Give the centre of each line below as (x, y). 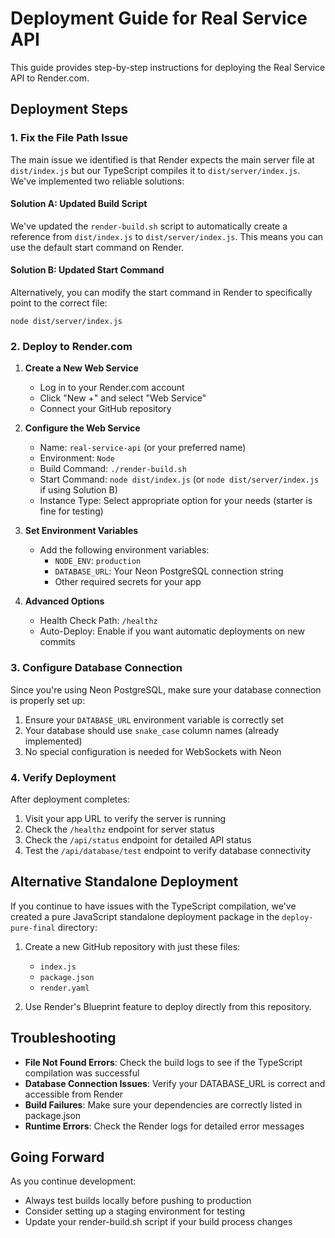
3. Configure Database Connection (96, 668)
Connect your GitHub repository (105, 409)
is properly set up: (48, 700)
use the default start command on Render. (97, 247)
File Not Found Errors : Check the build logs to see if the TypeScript (163, 1062)
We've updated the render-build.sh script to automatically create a (149, 226)
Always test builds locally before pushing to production (138, 1201)
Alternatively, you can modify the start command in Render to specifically (161, 293)
